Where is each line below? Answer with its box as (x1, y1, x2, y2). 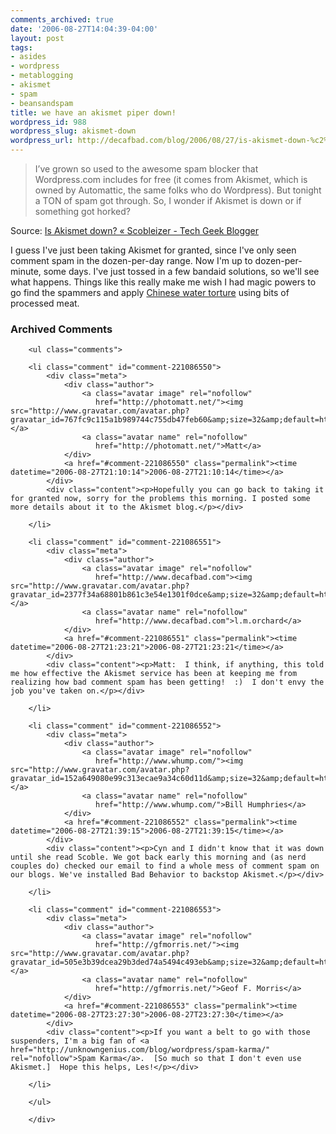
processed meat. (10, 297, 80, 309)
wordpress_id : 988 (10, 117, 87, 127)
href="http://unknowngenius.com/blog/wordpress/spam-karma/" (10, 1045, 271, 1055)
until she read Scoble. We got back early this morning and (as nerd (10, 852, 307, 863)
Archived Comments (10, 322, 113, 336)
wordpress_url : (10, 136, 74, 146)
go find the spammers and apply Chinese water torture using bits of (10, 287, 290, 298)
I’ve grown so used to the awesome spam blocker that (34, 163, 259, 175)
